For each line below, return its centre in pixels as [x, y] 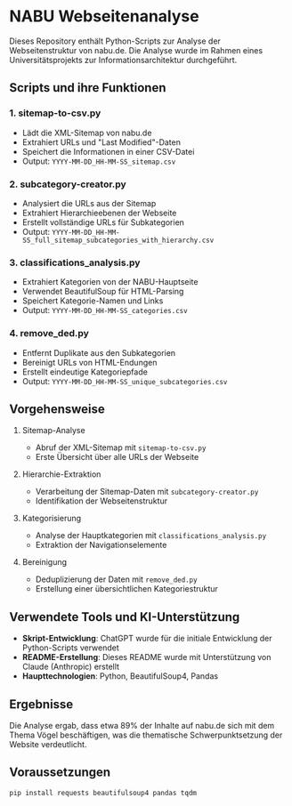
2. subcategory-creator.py [68, 184]
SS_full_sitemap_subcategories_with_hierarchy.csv [118, 240]
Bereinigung [45, 562]
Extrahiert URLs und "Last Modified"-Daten [101, 142]
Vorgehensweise [57, 409]
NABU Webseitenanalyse [104, 16]
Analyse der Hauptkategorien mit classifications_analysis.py [151, 536]
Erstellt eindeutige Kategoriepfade [85, 372]
